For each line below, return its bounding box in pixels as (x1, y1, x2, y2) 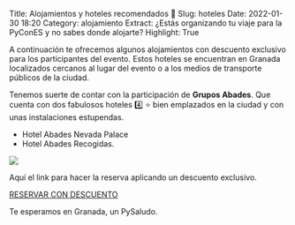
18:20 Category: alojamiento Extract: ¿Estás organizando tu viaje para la (20, 18, 283, 28)
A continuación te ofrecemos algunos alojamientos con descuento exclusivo (9, 44, 287, 55)
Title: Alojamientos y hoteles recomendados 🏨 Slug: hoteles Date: (9, 9, 247, 19)
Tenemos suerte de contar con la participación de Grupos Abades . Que (9, 89, 271, 100)
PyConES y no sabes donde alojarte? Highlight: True (9, 27, 200, 37)
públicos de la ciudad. (9, 72, 90, 83)
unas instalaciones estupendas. (9, 112, 125, 123)
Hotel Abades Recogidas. (21, 139, 115, 149)
